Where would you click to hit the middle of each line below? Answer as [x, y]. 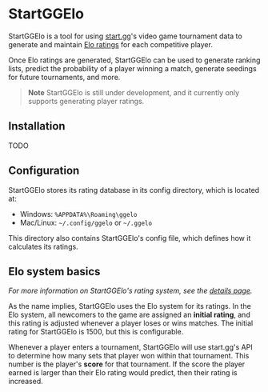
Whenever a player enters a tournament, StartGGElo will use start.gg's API [131, 347]
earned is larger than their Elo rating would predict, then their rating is [123, 373]
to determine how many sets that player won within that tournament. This [129, 356]
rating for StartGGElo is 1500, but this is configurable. [96, 332]
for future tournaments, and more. [64, 77]
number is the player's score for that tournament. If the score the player [127, 364]
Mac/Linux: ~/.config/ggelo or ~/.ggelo [86, 222]
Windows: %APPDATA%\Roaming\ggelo [78, 214]
